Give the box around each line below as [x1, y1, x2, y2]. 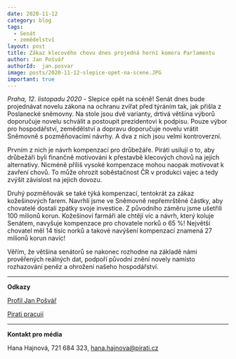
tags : [7, 23, 23, 30]
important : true [7, 75, 55, 83]
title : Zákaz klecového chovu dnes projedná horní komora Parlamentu [7, 50, 216, 57]
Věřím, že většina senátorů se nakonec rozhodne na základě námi [7, 247, 198, 256]
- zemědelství [13, 37, 55, 44]
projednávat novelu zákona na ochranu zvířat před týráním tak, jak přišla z [7, 103, 222, 111]
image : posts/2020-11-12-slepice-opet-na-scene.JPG [7, 69, 162, 76]
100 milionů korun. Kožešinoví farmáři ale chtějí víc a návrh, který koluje [7, 211, 214, 220]
